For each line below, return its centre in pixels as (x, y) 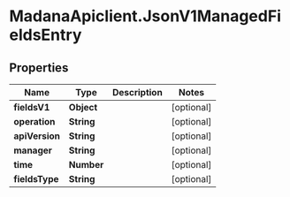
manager (33, 150)
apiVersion (37, 136)
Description (137, 92)
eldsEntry (46, 35)
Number (86, 165)
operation (34, 121)
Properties (39, 68)
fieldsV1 (32, 107)
